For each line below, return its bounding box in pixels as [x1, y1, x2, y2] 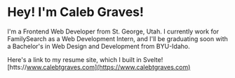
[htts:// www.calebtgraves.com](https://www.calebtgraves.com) [7, 63, 191, 71]
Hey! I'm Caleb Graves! [7, 4, 145, 20]
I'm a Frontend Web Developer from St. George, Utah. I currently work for [7, 27, 220, 36]
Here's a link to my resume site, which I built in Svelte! [7, 55, 163, 63]
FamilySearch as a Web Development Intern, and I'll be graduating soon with [7, 34, 228, 42]
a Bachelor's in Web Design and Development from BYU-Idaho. [7, 42, 191, 50]
